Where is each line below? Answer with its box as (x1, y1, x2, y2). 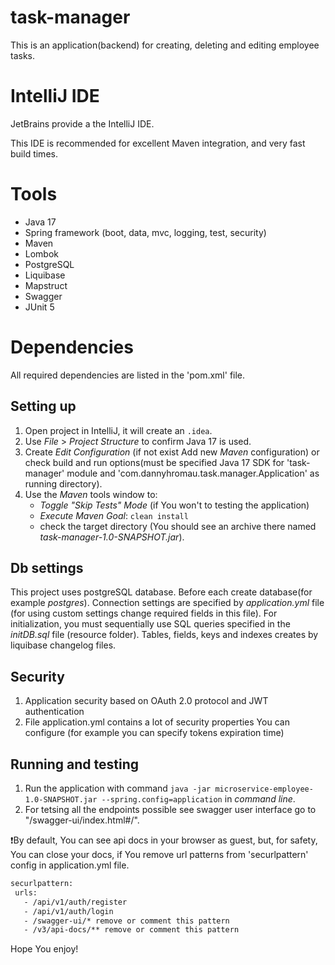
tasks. (10, 49, 36, 61)
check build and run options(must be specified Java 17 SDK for (24, 456, 285, 468)
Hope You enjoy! (10, 943, 79, 955)
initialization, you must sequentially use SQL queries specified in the (10, 618, 291, 630)
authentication (24, 706, 85, 718)
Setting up (10, 398, 77, 415)
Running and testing (10, 756, 139, 773)
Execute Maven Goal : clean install (39, 509, 189, 521)
